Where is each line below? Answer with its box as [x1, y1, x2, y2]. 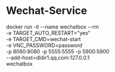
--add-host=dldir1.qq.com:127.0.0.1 [6, 54, 90, 61]
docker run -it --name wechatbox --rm [6, 23, 99, 30]
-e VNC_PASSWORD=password [6, 42, 83, 49]
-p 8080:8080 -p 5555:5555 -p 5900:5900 [6, 48, 110, 55]
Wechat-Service [6, 4, 88, 17]
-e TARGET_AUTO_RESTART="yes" [6, 29, 90, 36]
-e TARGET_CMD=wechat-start [6, 35, 81, 42]
